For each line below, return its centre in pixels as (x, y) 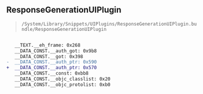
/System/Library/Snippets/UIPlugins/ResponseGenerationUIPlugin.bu (109, 24)
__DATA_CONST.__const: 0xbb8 (51, 73)
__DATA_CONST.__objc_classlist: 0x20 (63, 79)
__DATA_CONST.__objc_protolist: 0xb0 (63, 84)
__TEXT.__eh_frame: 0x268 (47, 45)
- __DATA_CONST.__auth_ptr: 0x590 (52, 62)
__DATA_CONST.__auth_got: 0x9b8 (56, 51)
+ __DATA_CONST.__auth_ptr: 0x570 (52, 68)
